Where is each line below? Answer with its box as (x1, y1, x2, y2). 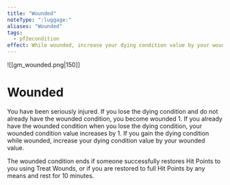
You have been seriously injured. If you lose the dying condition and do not (7, 107, 218, 115)
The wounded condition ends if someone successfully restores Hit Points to (7, 157, 221, 165)
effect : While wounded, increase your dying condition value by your (7, 42, 210, 49)
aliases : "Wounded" (7, 23, 63, 29)
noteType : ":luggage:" (7, 16, 72, 23)
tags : (7, 29, 23, 36)
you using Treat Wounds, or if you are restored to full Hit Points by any (7, 164, 205, 172)
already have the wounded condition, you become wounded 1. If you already (7, 114, 222, 123)
